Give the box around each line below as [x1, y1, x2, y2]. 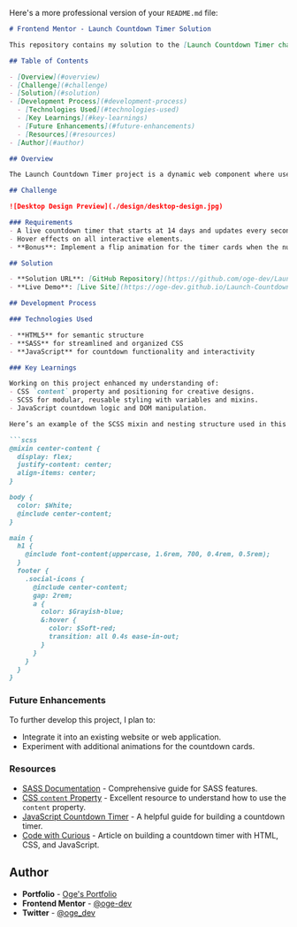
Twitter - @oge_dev [21, 907, 95, 918]
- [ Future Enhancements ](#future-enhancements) [17, 121, 196, 131]
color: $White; [17, 501, 73, 509]
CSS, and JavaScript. [21, 839, 100, 850]
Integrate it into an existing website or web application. [21, 732, 222, 742]
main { [9, 533, 34, 542]
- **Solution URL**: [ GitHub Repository [9, 274, 161, 284]
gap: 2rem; [32, 591, 73, 600]
